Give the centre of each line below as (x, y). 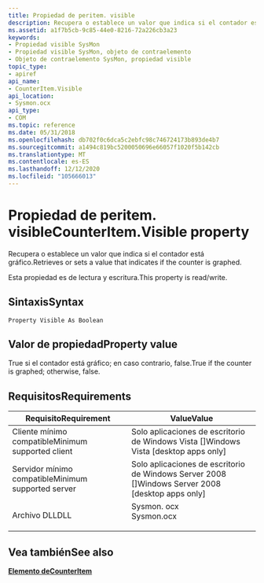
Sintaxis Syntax (46, 303)
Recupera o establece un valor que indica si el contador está (106, 253)
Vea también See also (61, 552)
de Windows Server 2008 (178, 474)
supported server (44, 489)
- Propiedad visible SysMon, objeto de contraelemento (100, 52)
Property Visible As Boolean (56, 320)
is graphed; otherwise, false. (54, 371)
